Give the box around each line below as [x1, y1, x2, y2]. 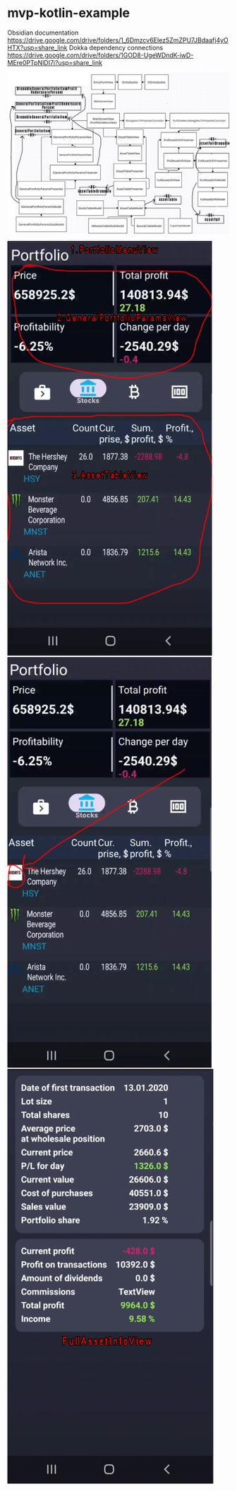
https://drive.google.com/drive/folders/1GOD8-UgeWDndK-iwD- [7, 51, 194, 59]
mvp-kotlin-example [7, 5, 130, 21]
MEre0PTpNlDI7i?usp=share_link [7, 58, 102, 66]
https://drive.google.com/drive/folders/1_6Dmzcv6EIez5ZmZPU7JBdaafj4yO [7, 35, 229, 44]
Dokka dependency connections [68, 43, 164, 52]
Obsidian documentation [7, 28, 79, 37]
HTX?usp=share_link [7, 43, 68, 52]
